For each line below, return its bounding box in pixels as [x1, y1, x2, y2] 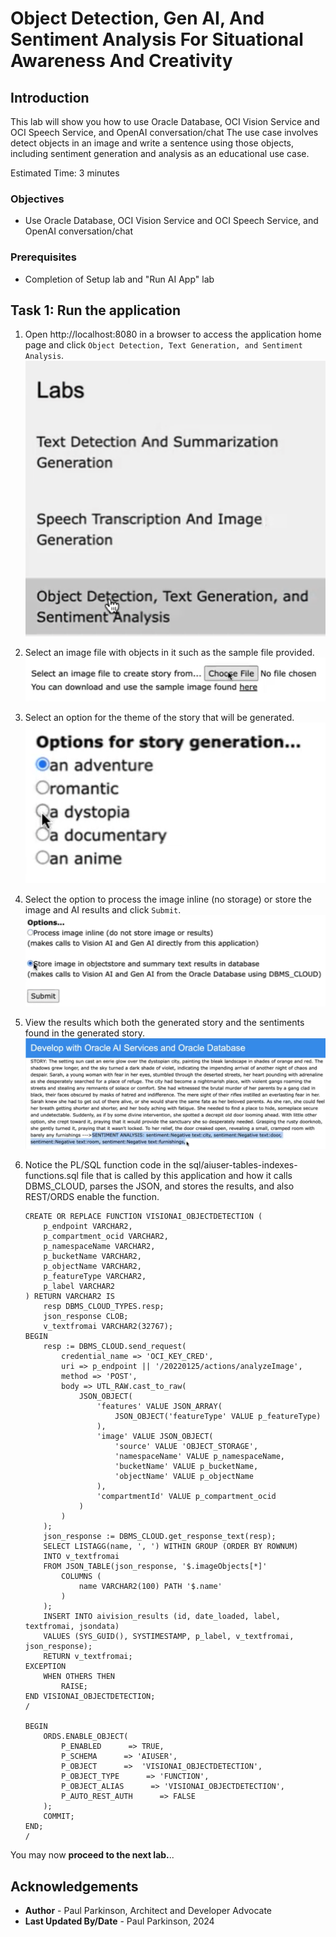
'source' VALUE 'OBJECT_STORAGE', [114, 1442, 259, 1452]
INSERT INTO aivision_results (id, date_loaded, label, [43, 1612, 281, 1622]
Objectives [10, 192, 65, 206]
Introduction [10, 89, 90, 106]
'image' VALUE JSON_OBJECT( [96, 1432, 214, 1442]
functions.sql [24, 1170, 79, 1182]
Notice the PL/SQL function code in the [24, 1159, 187, 1171]
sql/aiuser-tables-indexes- [188, 1159, 298, 1171]
